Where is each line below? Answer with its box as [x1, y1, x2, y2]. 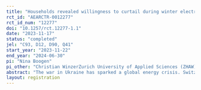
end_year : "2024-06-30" [6, 53, 66, 59]
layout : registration [6, 75, 60, 81]
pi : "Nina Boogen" [6, 58, 52, 64]
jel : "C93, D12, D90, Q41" [6, 42, 74, 48]
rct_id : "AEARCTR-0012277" [6, 14, 74, 20]
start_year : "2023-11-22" [6, 47, 71, 53]
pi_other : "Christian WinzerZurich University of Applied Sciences [6, 63, 178, 70]
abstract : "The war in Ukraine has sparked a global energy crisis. [6, 69, 181, 75]
